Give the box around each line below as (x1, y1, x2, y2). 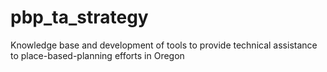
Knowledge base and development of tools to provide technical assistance (10, 39, 318, 51)
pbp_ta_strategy (10, 6, 149, 29)
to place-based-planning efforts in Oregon (10, 49, 185, 61)
